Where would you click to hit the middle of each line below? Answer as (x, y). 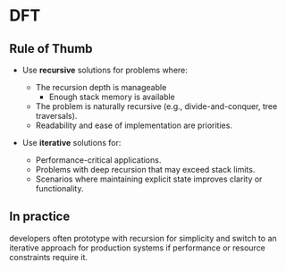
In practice (40, 217)
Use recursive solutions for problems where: (105, 70)
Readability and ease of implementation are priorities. (134, 125)
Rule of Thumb (51, 49)
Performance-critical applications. (98, 160)
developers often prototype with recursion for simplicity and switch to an (143, 238)
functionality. (59, 188)
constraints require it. (48, 257)
